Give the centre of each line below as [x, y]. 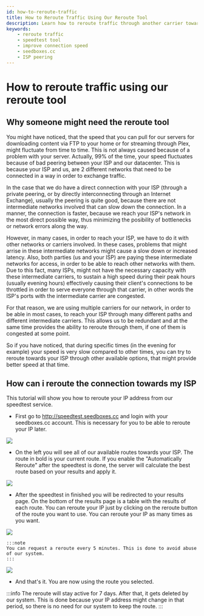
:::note [16, 543]
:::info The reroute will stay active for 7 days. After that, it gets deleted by [97, 594]
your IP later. [31, 429]
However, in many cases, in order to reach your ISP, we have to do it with [98, 238]
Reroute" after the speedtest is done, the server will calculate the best [102, 465]
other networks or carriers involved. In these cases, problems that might [97, 244]
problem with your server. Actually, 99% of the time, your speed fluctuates [100, 156]
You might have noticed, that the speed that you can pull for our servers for [100, 137]
